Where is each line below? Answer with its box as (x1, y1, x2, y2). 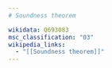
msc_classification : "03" (8, 33, 94, 41)
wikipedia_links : (8, 40, 66, 48)
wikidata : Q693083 (8, 25, 69, 34)
